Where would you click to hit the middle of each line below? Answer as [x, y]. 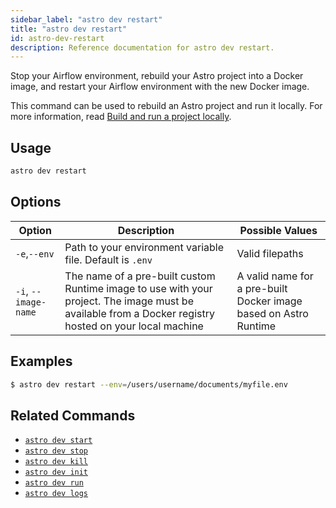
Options [36, 202]
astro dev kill [56, 462]
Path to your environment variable [144, 247]
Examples [41, 361]
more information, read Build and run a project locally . [121, 117]
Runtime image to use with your [138, 288]
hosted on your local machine [134, 326]
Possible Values [278, 230]
